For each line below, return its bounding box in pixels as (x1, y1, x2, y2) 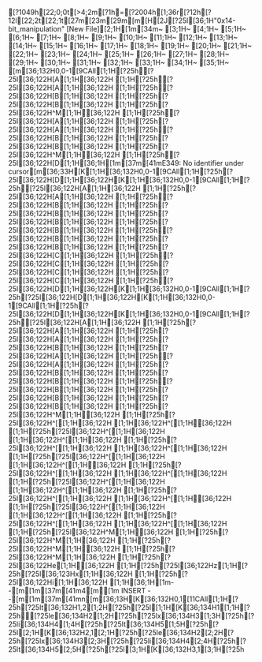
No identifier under (183, 159, 244, 167)
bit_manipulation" (8, 24, 65, 33)
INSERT (120, 586, 146, 595)
